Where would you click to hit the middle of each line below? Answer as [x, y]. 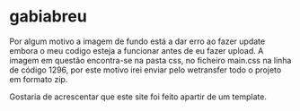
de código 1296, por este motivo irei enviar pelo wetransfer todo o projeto [146, 70]
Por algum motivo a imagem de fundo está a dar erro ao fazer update [137, 41]
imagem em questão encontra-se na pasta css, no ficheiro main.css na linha [150, 60]
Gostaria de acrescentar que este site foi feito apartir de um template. [138, 97]
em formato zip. [39, 79]
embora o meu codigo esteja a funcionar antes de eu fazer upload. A [137, 50]
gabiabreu [48, 17]
